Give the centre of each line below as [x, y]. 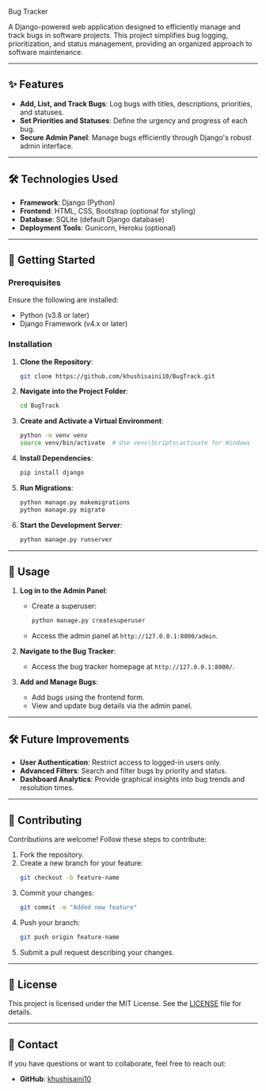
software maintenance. [46, 52]
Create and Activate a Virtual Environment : [91, 421]
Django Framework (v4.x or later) [74, 324]
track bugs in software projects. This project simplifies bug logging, [118, 35]
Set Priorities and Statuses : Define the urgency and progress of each [133, 120]
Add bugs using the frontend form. [88, 697]
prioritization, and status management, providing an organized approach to [130, 44]
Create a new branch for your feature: [82, 863]
